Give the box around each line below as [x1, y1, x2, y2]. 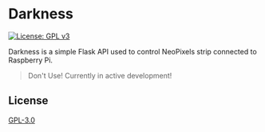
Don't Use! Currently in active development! [27, 70, 172, 80]
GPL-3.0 [8, 115, 36, 125]
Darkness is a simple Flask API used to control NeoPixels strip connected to [8, 46, 257, 56]
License [8, 94, 49, 108]
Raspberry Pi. [8, 55, 53, 65]
